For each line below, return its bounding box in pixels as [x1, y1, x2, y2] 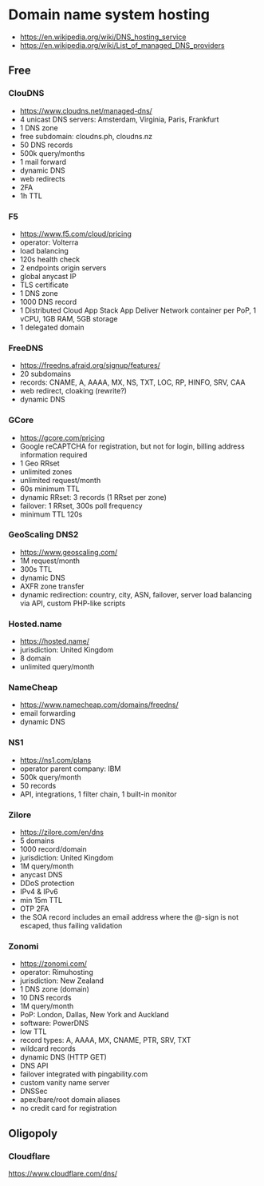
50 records [19, 781, 57, 790]
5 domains [19, 836, 55, 845]
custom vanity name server [19, 1078, 110, 1088]
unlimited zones [19, 466, 73, 477]
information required [19, 449, 88, 459]
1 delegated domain [19, 322, 85, 332]
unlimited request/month [19, 475, 101, 485]
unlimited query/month [19, 662, 95, 672]
